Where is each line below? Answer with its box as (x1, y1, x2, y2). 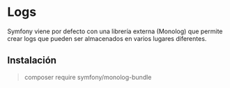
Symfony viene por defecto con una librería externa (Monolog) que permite (7, 27, 223, 35)
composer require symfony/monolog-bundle (24, 73, 152, 81)
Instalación (7, 55, 57, 67)
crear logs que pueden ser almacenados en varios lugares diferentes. (7, 34, 207, 42)
